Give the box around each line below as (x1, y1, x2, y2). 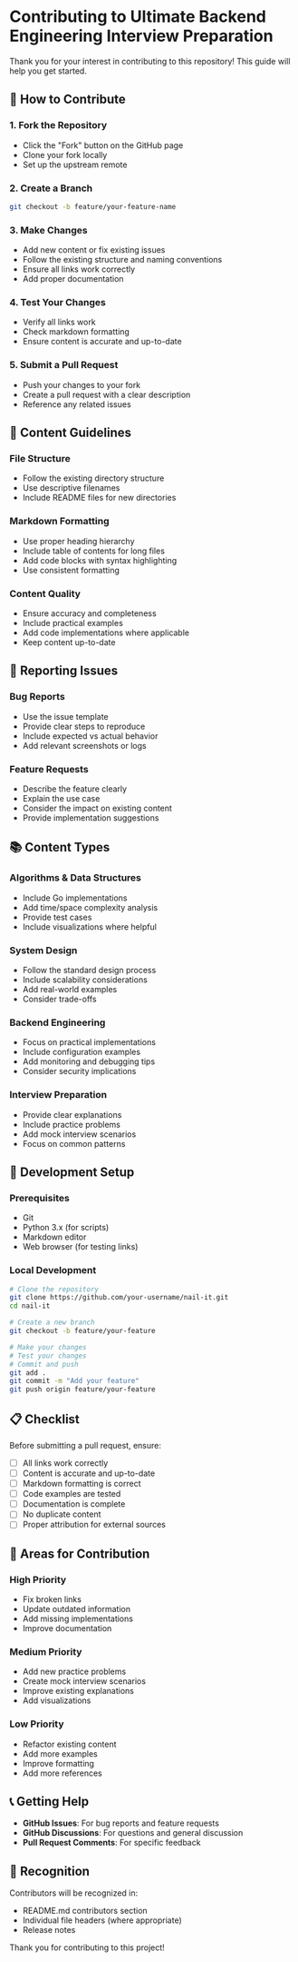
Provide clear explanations (22, 1109, 122, 1120)
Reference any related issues (22, 398, 131, 410)
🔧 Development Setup (9, 1164, 135, 1180)
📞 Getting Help (9, 1794, 89, 1809)
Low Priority (9, 1718, 65, 1730)
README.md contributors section (22, 1906, 148, 1917)
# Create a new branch (9, 1318, 95, 1328)
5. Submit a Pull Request (9, 359, 119, 372)
